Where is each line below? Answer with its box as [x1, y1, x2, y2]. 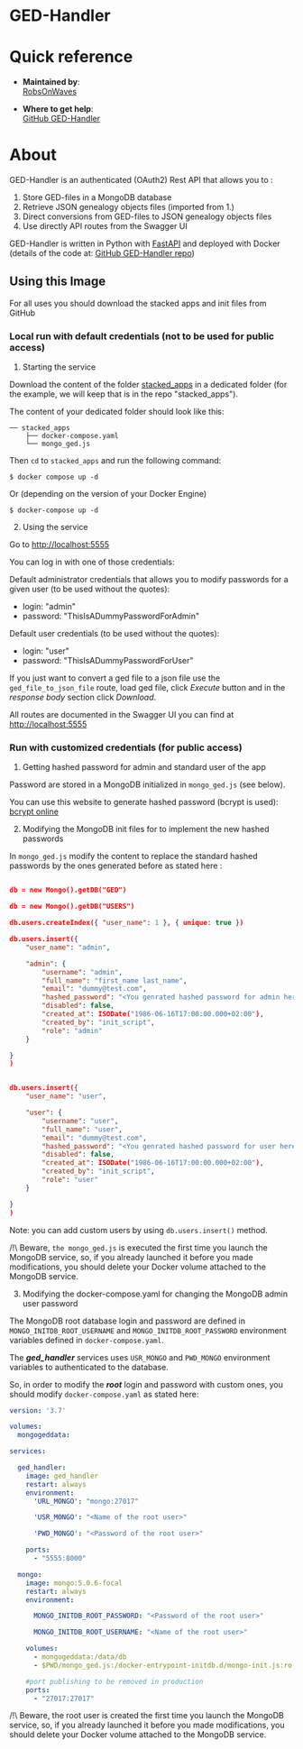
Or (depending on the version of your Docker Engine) [9, 489, 207, 499]
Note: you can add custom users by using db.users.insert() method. [9, 1224, 268, 1235]
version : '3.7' [9, 1406, 67, 1415]
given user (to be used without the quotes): [9, 583, 170, 595]
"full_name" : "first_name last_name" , [41, 975, 188, 985]
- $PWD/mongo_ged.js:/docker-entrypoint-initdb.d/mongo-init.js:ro [32, 1661, 293, 1670]
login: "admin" [22, 601, 77, 612]
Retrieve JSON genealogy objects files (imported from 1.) [22, 202, 234, 213]
